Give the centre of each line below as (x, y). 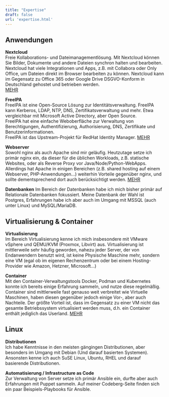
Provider (14, 266)
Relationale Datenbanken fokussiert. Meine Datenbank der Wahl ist (75, 195)
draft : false (19, 15)
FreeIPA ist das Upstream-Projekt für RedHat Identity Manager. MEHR (78, 137)
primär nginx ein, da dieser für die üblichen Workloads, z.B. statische (77, 158)
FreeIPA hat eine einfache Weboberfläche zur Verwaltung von (70, 121)
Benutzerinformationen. (30, 132)
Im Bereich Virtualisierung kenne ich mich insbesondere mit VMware (76, 239)
